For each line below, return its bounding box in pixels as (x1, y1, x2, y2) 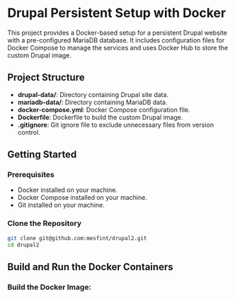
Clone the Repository (7, 218, 82, 228)
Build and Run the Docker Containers (7, 261, 173, 273)
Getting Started (7, 149, 77, 161)
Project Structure (7, 72, 85, 84)
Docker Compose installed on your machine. (17, 193, 147, 202)
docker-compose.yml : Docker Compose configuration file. (17, 105, 190, 114)
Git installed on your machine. (17, 201, 105, 210)
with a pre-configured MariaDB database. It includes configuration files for (7, 35, 225, 44)
